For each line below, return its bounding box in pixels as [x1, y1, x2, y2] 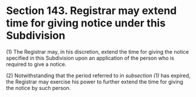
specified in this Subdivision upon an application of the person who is [6, 54, 174, 61]
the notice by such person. [6, 84, 71, 91]
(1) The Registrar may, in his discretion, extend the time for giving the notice [6, 48, 190, 55]
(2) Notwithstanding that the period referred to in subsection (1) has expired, [6, 72, 191, 79]
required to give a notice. [6, 60, 67, 68]
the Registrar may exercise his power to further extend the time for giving [6, 78, 184, 85]
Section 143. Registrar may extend [6, 4, 177, 18]
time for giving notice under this [6, 16, 166, 30]
